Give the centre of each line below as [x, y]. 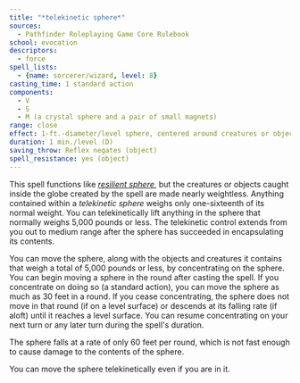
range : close [33, 126]
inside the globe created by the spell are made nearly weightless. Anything [146, 194]
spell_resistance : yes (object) [69, 158]
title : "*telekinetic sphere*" [67, 17]
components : [31, 92]
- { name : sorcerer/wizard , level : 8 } [87, 76]
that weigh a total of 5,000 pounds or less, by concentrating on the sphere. [147, 268]
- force [32, 59]
